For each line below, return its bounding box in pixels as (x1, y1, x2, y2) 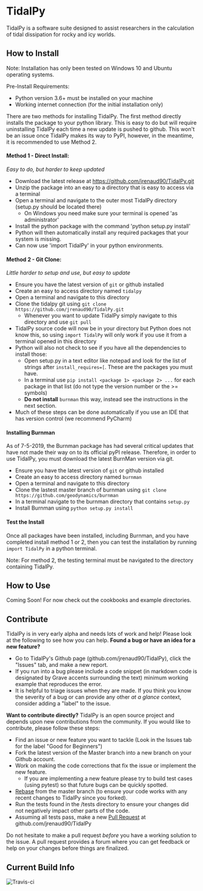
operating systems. (6, 71, 55, 78)
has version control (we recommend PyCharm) (15, 415, 132, 422)
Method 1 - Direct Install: (6, 152, 70, 159)
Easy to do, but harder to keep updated (6, 165, 105, 173)
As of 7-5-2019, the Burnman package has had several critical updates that (6, 442, 194, 450)
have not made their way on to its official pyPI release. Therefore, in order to (6, 449, 196, 456)
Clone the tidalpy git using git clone (15, 300, 107, 307)
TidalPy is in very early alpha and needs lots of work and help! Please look (6, 630, 192, 638)
